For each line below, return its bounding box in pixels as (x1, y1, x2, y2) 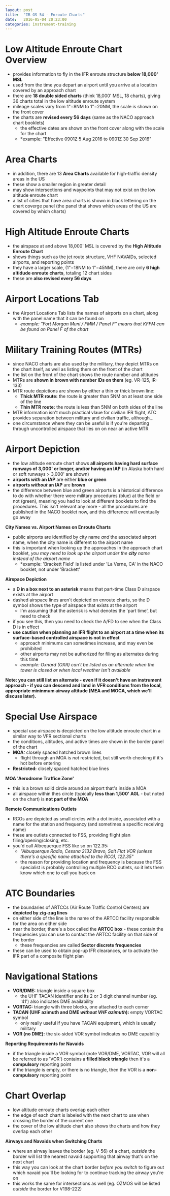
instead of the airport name (12, 555, 71, 562)
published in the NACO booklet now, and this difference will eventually (12, 509, 160, 515)
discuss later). (5, 693, 37, 699)
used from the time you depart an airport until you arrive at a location (12, 82, 157, 88)
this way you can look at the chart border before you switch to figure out (12, 1164, 164, 1170)
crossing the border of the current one (12, 1117, 93, 1123)
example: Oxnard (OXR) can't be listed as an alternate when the (20, 661, 155, 667)
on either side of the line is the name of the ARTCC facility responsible (12, 915, 160, 921)
